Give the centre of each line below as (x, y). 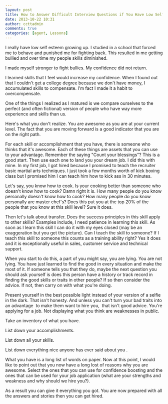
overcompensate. (23, 94)
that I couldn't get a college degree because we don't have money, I (75, 83)
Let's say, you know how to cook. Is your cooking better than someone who (83, 186)
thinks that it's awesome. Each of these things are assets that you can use (81, 149)
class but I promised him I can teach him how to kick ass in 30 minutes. (78, 176)
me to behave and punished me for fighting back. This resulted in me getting (84, 53)
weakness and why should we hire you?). (48, 381)
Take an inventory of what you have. (42, 321)
